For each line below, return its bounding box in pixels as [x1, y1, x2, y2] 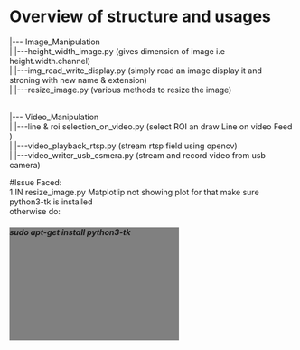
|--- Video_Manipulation [9, 111, 99, 122]
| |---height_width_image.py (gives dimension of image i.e [9, 45, 226, 56]
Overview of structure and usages [9, 6, 271, 27]
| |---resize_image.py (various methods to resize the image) [9, 84, 232, 95]
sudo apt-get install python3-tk [9, 226, 131, 237]
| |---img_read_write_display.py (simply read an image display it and [9, 65, 262, 76]
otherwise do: [9, 205, 61, 216]
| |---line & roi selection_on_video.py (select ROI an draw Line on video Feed [9, 120, 293, 132]
